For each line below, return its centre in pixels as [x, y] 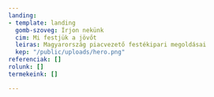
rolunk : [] [26, 67]
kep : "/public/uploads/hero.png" [70, 52]
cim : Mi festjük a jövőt [56, 37]
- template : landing [42, 23]
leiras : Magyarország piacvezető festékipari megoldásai [111, 45]
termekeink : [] [33, 74]
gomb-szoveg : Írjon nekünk [60, 30]
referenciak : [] [35, 60]
